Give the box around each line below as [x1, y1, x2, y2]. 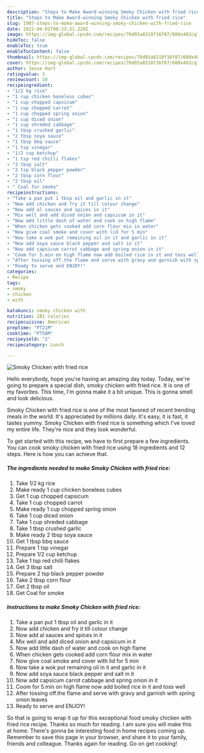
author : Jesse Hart [7, 65, 56, 72]
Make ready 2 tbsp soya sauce [15, 531, 93, 539]
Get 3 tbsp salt [15, 564, 53, 571]
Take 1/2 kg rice [15, 480, 56, 487]
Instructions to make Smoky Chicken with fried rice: [7, 603, 141, 610]
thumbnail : [7, 54, 35, 60]
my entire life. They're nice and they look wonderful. [7, 426, 137, 433]
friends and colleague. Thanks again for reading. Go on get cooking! [7, 740, 177, 748]
